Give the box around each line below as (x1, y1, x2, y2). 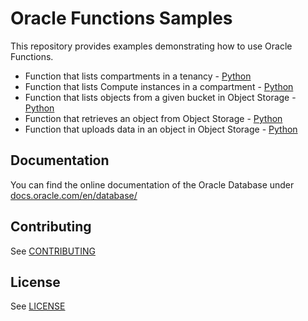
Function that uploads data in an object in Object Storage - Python (24, 123, 298, 135)
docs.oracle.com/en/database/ (10, 189, 138, 201)
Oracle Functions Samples (10, 7, 233, 30)
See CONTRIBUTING (10, 245, 96, 257)
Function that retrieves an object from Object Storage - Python (24, 112, 283, 124)
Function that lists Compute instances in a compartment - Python (24, 80, 294, 92)
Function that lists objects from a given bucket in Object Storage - (24, 91, 297, 103)
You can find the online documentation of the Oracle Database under (10, 178, 295, 191)
